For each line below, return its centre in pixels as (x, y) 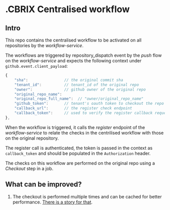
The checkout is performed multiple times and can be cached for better (87, 196)
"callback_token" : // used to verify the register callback (83, 113)
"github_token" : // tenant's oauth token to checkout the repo (89, 104)
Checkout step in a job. (29, 169)
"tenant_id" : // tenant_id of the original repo (77, 85)
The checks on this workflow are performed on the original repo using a (80, 163)
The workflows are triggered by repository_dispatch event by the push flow (83, 55)
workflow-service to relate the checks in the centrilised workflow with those (84, 133)
